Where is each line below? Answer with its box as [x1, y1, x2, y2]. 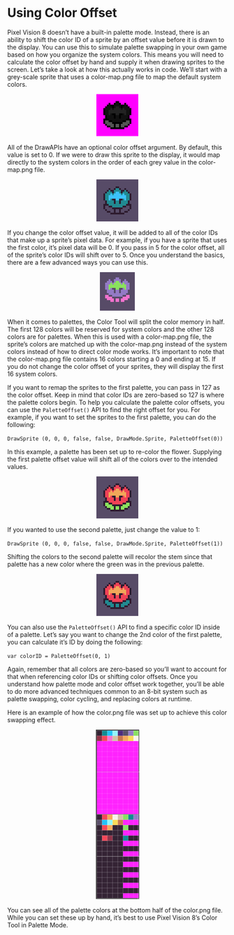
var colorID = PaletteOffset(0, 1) [7, 652, 111, 659]
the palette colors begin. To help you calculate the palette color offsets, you [7, 398, 225, 407]
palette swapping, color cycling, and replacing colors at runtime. [7, 694, 192, 703]
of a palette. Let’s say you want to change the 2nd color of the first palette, [7, 630, 222, 638]
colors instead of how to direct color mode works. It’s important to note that [7, 347, 225, 356]
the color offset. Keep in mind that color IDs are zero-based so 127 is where [7, 391, 225, 399]
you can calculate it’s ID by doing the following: [7, 638, 143, 646]
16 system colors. [7, 370, 58, 378]
